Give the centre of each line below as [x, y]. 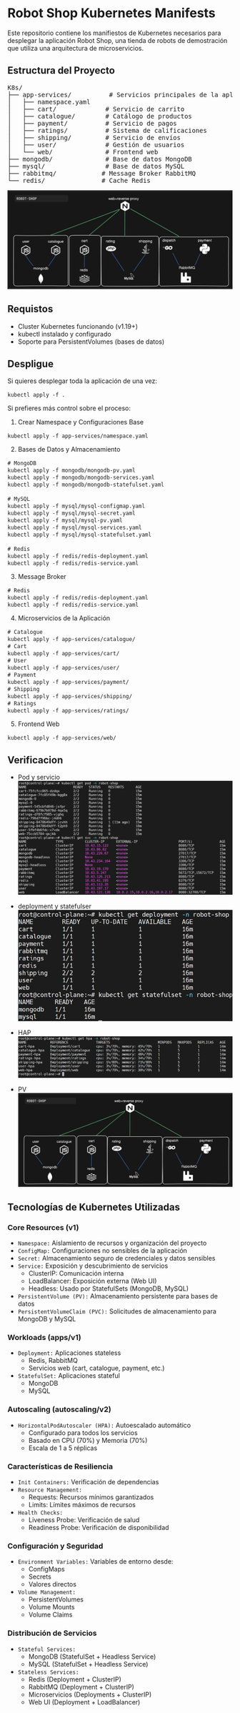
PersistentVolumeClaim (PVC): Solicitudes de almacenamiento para [117, 1311]
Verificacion [35, 760]
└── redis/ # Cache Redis [79, 180]
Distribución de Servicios [52, 1633]
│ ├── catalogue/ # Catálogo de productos [100, 116]
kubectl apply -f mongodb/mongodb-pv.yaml [71, 471]
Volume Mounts [51, 1607]
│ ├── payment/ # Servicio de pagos [92, 123]
